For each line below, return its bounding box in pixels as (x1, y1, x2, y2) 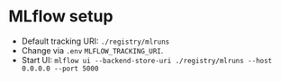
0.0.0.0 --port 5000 (21, 64, 99, 73)
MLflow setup (8, 6, 113, 27)
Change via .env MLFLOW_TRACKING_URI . (21, 45, 164, 55)
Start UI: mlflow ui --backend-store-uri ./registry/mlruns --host (21, 54, 273, 65)
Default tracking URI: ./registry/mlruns (21, 36, 170, 46)
